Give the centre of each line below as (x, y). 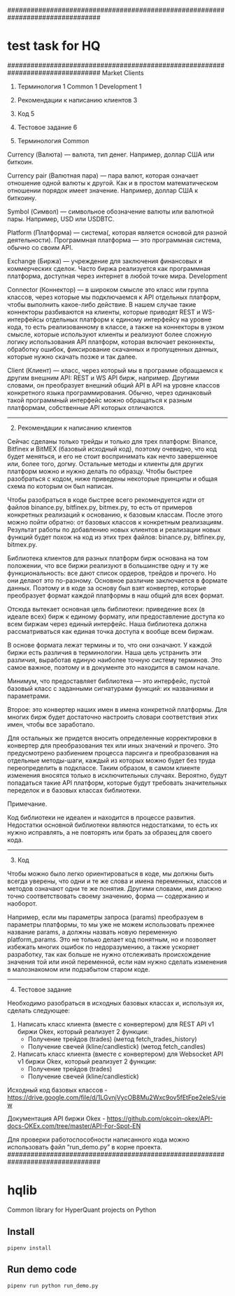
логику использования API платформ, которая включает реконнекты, (111, 342)
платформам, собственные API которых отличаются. (86, 407)
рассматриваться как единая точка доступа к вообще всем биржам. (111, 631)
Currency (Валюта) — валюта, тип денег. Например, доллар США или (111, 154)
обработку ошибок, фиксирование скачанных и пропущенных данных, (113, 349)
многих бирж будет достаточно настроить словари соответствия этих (113, 717)
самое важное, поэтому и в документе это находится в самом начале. (114, 667)
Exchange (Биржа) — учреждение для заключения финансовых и (105, 261)
